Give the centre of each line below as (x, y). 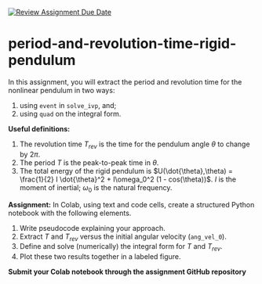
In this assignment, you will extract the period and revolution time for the (125, 81)
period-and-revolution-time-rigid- (122, 44)
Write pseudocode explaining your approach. (93, 228)
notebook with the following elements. (70, 213)
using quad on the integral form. (70, 113)
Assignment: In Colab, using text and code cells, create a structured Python (131, 204)
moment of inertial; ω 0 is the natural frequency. (96, 188)
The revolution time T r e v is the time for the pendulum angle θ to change (135, 145)
